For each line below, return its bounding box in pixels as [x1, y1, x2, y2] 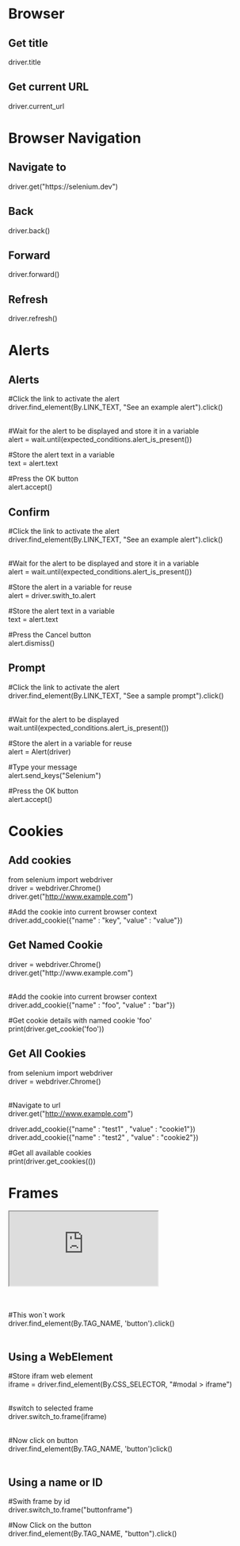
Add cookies [8, 854, 71, 867]
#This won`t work [8, 1310, 66, 1320]
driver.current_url [8, 101, 65, 111]
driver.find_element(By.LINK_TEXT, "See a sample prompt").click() [8, 691, 224, 700]
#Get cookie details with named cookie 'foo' [8, 1015, 152, 1025]
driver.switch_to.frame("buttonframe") [8, 1505, 133, 1515]
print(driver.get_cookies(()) [8, 1156, 97, 1166]
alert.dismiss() [8, 639, 55, 648]
